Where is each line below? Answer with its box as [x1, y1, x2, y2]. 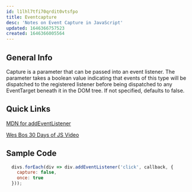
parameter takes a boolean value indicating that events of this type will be [6, 74, 187, 82]
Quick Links [6, 104, 51, 114]
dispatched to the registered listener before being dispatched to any [6, 80, 173, 87]
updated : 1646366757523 [6, 25, 65, 31]
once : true [17, 175, 44, 181]
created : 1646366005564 [6, 31, 65, 37]
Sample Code [6, 148, 57, 158]
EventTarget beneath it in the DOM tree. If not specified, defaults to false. [6, 87, 185, 94]
